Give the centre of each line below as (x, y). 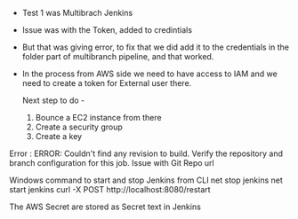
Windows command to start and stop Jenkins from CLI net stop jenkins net (146, 180)
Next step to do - (53, 100)
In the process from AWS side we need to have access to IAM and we (149, 74)
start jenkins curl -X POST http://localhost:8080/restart (110, 189)
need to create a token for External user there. (107, 83)
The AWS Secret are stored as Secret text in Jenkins (105, 207)
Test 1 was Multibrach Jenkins (77, 13)
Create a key (59, 136)
